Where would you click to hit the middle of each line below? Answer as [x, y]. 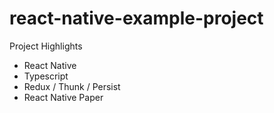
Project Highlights [46, 46]
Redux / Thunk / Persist [72, 86]
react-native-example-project [136, 18]
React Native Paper [63, 97]
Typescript [46, 76]
